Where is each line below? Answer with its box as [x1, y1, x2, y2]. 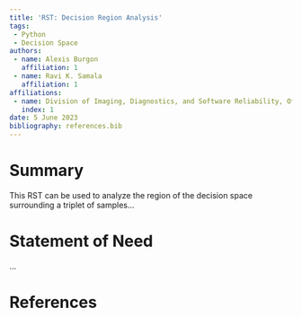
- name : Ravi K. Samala [13, 72, 102, 81]
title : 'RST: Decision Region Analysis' [9, 13, 164, 22]
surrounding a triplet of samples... [9, 199, 135, 210]
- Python [13, 30, 47, 39]
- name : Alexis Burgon [13, 55, 99, 64]
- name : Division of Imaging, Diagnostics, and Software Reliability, [13, 96, 283, 106]
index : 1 [21, 105, 54, 114]
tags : [9, 22, 30, 31]
